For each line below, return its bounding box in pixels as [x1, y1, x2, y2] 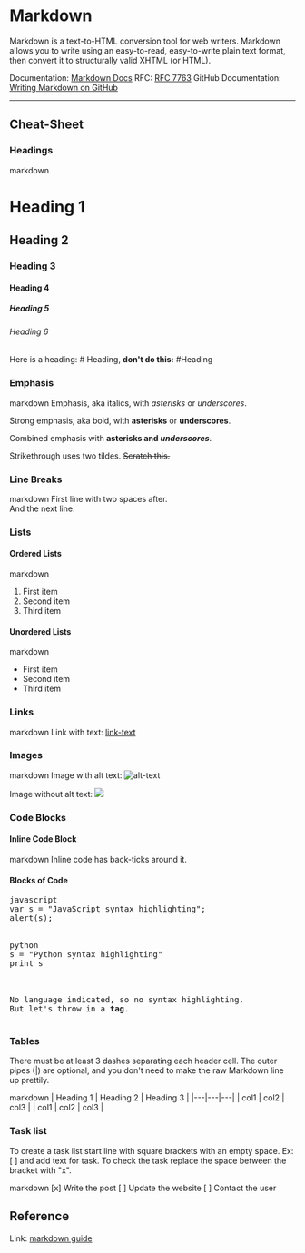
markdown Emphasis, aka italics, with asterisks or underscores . [9, 397, 248, 409]
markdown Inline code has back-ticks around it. [9, 853, 188, 864]
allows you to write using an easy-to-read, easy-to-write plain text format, [9, 44, 286, 55]
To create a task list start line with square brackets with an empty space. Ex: [9, 1145, 294, 1156]
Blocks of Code [9, 874, 68, 885]
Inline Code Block [9, 834, 77, 844]
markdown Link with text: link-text [9, 726, 136, 737]
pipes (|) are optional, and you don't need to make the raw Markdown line [9, 1065, 284, 1076]
